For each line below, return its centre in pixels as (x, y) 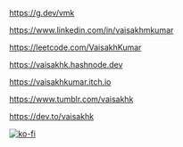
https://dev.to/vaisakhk (52, 116)
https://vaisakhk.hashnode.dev (66, 65)
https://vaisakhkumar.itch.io (60, 82)
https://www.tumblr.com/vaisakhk (71, 99)
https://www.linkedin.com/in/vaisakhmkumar (91, 30)
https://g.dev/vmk (42, 13)
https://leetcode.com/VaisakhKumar (75, 47)
